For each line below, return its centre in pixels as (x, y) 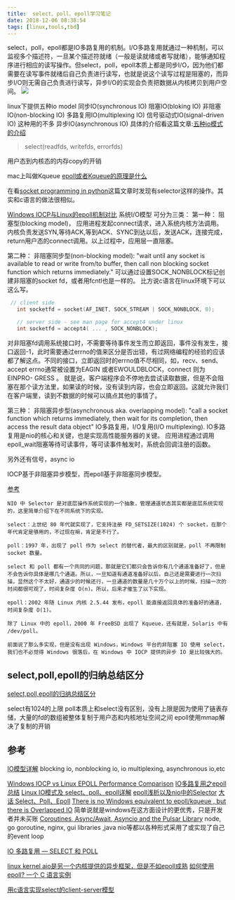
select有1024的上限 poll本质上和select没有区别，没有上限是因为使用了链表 (115, 708)
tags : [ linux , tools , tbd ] (43, 27)
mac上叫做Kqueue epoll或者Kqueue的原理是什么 (77, 176)
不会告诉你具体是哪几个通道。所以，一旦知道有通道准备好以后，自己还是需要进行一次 (112, 574)
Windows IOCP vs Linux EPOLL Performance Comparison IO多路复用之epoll (117, 784)
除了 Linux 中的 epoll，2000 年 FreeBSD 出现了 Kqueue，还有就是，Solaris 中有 (117, 624)
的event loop (26, 836)
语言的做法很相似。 (51, 200)
